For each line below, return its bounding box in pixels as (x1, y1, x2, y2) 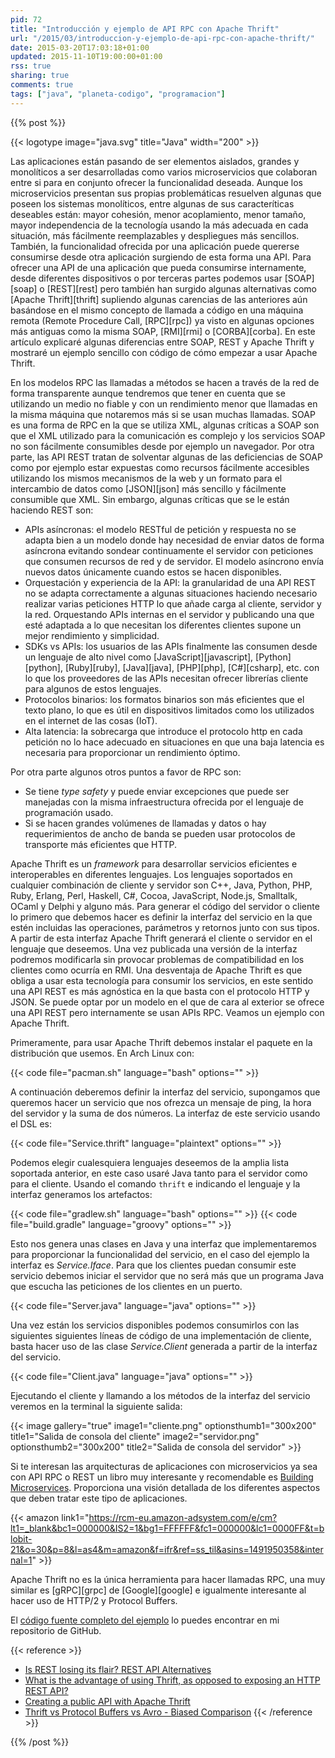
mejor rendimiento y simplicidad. (24, 629, 160, 641)
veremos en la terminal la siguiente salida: (10, 1400, 183, 1412)
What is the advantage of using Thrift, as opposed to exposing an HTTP (24, 1674, 321, 1686)
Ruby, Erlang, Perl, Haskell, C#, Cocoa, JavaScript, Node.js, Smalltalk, (10, 889, 298, 901)
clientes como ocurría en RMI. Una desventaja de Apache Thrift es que (10, 964, 303, 976)
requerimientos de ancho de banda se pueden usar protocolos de (24, 827, 296, 840)
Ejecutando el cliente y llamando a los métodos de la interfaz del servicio (10, 1389, 311, 1401)
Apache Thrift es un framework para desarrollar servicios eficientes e (10, 857, 298, 870)
